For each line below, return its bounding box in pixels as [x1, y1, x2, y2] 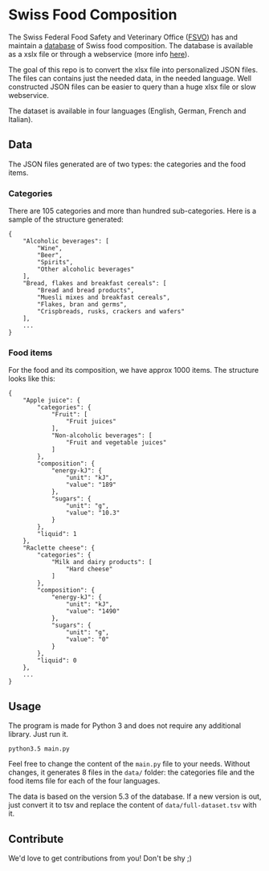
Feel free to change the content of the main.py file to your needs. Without [8, 759, 251, 769]
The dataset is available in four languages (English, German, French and [8, 106, 247, 116]
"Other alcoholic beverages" [37, 265, 135, 274]
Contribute [8, 832, 64, 845]
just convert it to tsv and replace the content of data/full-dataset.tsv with [8, 800, 257, 810]
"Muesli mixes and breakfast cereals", [37, 293, 171, 302]
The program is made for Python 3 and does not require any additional [8, 721, 242, 730]
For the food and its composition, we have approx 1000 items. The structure [8, 366, 259, 375]
